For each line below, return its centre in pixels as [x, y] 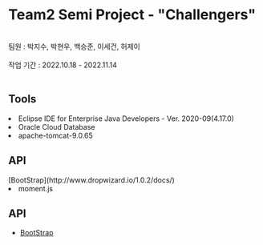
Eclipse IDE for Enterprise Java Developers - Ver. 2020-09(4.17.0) [127, 118]
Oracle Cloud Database [57, 127]
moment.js [36, 188]
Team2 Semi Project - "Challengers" [132, 15]
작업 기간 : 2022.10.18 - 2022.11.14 [63, 65]
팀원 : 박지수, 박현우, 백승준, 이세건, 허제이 [74, 46]
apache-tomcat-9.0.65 [56, 135]
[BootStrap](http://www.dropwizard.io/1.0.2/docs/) [91, 180]
